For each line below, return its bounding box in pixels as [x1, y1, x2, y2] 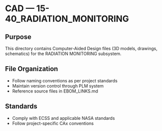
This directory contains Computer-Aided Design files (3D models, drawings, [5, 46, 158, 51]
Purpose [5, 33, 32, 41]
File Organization [5, 65, 59, 73]
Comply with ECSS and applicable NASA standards [12, 115, 115, 121]
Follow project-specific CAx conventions [12, 120, 94, 126]
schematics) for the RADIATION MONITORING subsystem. [5, 51, 122, 56]
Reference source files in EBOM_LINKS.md [12, 88, 99, 94]
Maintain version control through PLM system [12, 83, 104, 89]
